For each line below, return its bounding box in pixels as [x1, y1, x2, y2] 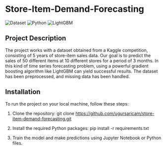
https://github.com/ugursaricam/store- [75, 110, 155, 116]
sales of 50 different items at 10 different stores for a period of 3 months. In [5, 58, 159, 64]
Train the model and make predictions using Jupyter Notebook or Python [12, 135, 162, 141]
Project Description [5, 34, 66, 42]
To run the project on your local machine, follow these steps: [5, 101, 129, 107]
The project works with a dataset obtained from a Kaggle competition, [5, 47, 148, 53]
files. [12, 140, 23, 146]
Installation [5, 88, 41, 96]
